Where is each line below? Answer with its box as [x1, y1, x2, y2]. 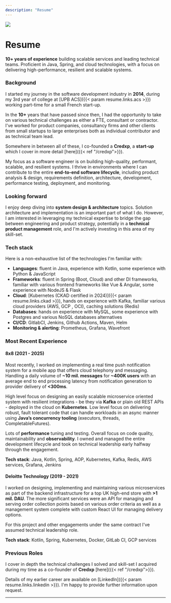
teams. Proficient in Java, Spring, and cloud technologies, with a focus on [5, 61, 160, 67]
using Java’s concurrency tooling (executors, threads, [5, 415, 121, 421]
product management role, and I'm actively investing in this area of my [5, 226, 155, 232]
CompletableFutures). [5, 420, 51, 426]
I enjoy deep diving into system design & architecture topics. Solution [5, 204, 153, 210]
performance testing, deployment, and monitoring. [5, 180, 111, 186]
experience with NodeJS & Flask [12, 287, 81, 293]
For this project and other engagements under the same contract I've [5, 522, 150, 528]
